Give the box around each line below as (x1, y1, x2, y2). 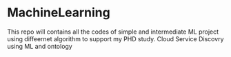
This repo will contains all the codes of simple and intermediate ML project (7, 27, 219, 36)
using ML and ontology (7, 42, 72, 50)
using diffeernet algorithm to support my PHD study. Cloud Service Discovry (7, 34, 224, 43)
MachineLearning (7, 5, 110, 21)
